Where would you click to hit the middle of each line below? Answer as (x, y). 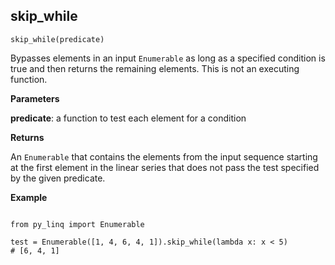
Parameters (35, 98)
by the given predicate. (58, 178)
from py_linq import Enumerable (77, 224)
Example (29, 197)
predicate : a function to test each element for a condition (128, 118)
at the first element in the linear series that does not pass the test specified (165, 167)
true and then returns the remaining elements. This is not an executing (155, 68)
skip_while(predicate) (57, 39)
